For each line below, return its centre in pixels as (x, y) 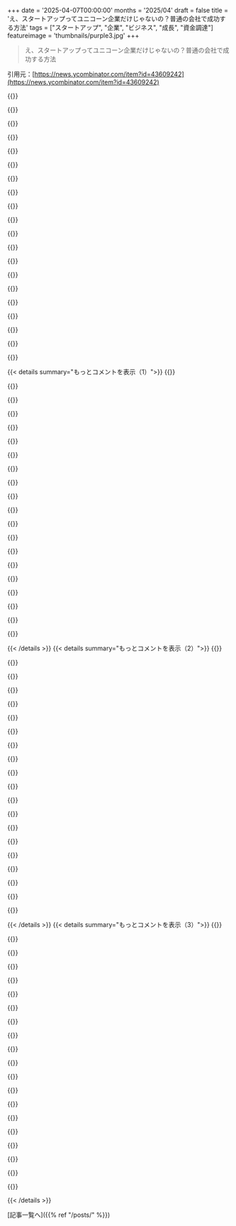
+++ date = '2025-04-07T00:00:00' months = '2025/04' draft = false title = (118, 10)
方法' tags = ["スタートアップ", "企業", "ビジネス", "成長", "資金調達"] (113, 27)
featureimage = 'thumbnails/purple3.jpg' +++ (73, 35)
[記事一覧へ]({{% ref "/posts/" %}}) (59, 1215)
